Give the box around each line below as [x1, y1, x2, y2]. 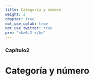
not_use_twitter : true [5, 26, 52, 31]
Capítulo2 [5, 47, 30, 54]
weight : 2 [5, 12, 26, 17]
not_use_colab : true [5, 21, 48, 26]
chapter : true [5, 16, 35, 21]
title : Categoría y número [5, 7, 61, 12]
